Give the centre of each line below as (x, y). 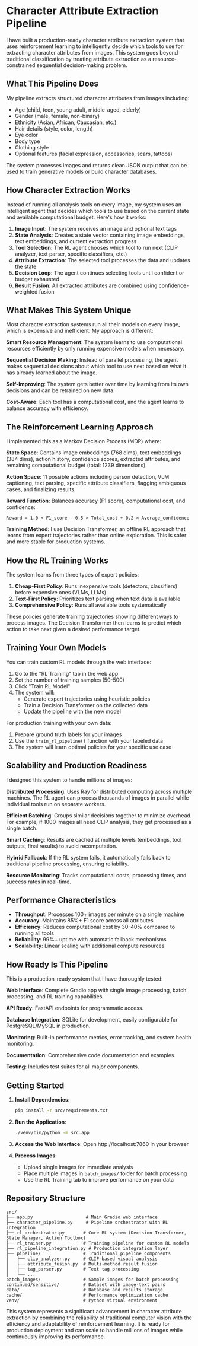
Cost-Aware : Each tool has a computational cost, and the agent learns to (95, 402)
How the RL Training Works (57, 560)
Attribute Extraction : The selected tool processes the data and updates (103, 260)
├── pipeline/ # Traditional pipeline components (88, 1253)
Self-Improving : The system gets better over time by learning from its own (97, 384)
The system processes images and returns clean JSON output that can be (97, 165)
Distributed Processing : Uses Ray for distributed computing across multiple (99, 791)
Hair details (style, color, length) (54, 128)
